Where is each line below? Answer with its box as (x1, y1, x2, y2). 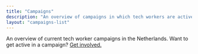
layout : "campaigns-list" (6, 19, 70, 25)
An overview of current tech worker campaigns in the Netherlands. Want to (6, 35, 189, 42)
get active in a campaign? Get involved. (6, 41, 102, 48)
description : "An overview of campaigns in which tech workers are (6, 14, 176, 20)
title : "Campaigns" (6, 8, 54, 15)
